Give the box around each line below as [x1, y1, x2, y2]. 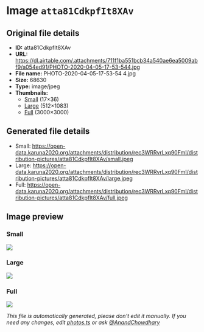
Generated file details [6, 126, 90, 137]
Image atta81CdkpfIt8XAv [6, 4, 134, 18]
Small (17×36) [24, 95, 59, 103]
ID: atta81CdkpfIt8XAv [15, 44, 71, 51]
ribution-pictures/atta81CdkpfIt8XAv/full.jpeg [15, 194, 128, 201]
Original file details [6, 28, 80, 38]
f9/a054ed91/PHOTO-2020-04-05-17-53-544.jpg [15, 63, 140, 71]
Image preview [6, 212, 64, 222]
